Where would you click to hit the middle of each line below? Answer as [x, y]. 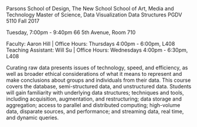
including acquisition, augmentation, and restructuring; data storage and [94, 99]
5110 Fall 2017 [23, 21]
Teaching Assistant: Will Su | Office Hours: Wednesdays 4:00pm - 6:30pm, [97, 50]
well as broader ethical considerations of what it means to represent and [94, 74]
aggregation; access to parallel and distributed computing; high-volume [93, 105]
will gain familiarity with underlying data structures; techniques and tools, [95, 93]
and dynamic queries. [32, 118]
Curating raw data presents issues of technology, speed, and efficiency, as [97, 68]
